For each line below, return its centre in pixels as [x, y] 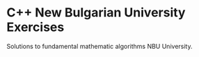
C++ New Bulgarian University [96, 13]
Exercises [35, 27]
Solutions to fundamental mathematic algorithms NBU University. [99, 46]
